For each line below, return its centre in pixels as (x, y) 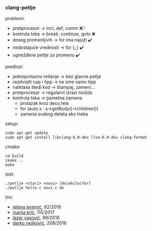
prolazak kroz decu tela (44, 103)
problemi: (15, 19)
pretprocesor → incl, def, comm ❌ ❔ (49, 28)
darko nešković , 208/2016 (40, 223)
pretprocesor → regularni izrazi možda (52, 93)
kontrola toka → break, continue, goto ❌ (54, 34)
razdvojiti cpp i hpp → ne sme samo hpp (54, 82)
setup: (12, 124)
